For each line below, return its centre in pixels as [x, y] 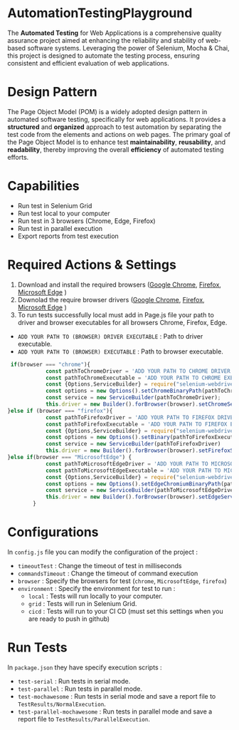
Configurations [53, 532]
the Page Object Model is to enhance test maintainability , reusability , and [117, 142]
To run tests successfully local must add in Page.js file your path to [116, 314]
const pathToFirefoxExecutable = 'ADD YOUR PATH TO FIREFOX [136, 424]
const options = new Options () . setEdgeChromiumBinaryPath [133, 484]
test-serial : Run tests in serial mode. [74, 681]
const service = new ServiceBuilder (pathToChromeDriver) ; [133, 398]
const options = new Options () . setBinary [108, 437]
